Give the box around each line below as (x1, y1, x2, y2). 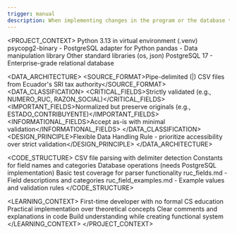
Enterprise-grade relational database (7, 58, 114, 67)
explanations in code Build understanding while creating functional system (7, 212, 224, 221)
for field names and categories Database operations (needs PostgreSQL (7, 161, 217, 169)
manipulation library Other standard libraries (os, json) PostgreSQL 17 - (7, 51, 213, 60)
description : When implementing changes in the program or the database (7, 17, 226, 24)
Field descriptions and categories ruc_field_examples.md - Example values (7, 175, 225, 184)
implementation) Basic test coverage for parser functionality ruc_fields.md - (7, 168, 228, 177)
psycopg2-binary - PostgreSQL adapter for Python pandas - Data (7, 44, 198, 52)
